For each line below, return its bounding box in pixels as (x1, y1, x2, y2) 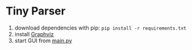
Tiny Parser (6, 4, 65, 18)
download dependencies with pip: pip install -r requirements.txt (14, 24, 187, 31)
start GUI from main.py (14, 37, 73, 44)
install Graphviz (14, 30, 54, 37)
